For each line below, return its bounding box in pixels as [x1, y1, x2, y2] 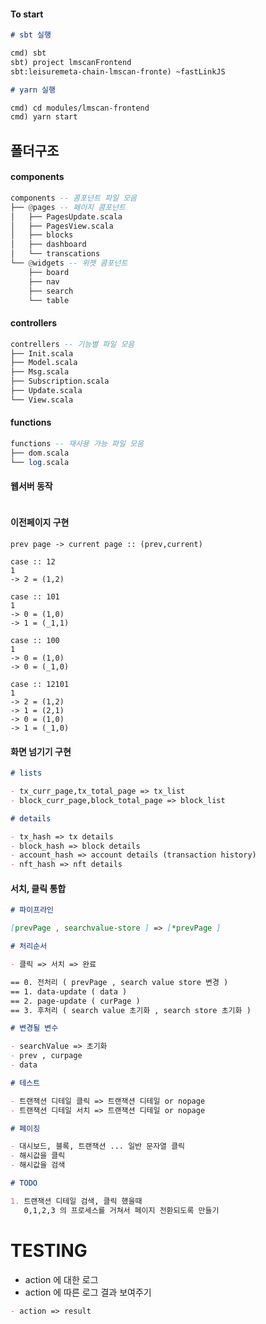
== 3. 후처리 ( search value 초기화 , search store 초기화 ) [10, 1005, 252, 1015]
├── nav [28, 276, 60, 287]
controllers [10, 317, 58, 329]
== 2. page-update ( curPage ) [10, 996, 141, 1006]
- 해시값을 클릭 [10, 1151, 66, 1161]
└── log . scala [10, 457, 70, 467]
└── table [28, 295, 70, 305]
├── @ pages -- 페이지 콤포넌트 [10, 202, 126, 212]
